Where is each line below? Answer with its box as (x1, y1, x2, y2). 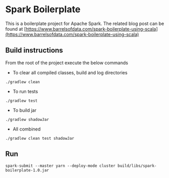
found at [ (5, 26, 26, 32)
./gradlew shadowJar (5, 117, 50, 122)
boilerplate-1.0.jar (5, 167, 50, 173)
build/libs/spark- (117, 163, 157, 168)
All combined (12, 126, 41, 132)
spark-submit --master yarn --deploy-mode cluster (5, 163, 116, 168)
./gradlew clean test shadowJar (5, 136, 74, 141)
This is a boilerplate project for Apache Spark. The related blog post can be (5, 20, 164, 27)
